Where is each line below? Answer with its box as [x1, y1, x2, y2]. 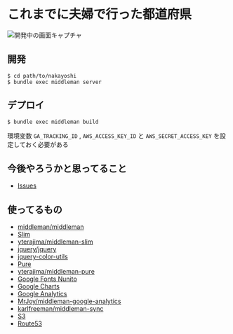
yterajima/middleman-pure [17, 267, 95, 276]
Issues [17, 181, 37, 190]
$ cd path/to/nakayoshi [7, 72, 77, 79]
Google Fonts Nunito [17, 274, 77, 284]
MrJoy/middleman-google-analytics [17, 297, 121, 305]
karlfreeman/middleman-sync [17, 305, 104, 313]
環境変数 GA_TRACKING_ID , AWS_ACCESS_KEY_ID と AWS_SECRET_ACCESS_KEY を [7, 131, 220, 140]
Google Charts [17, 282, 60, 291]
